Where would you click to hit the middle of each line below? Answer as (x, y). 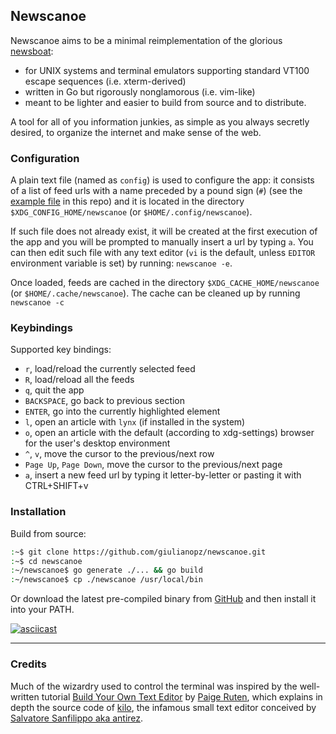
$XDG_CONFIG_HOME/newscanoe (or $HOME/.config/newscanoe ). (131, 212)
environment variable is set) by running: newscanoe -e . (121, 263)
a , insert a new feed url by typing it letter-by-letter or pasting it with (163, 475)
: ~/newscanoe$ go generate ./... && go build (106, 570)
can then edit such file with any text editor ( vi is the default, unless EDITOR (163, 253)
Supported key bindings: (61, 350)
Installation (38, 512)
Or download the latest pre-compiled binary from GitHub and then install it (163, 599)
